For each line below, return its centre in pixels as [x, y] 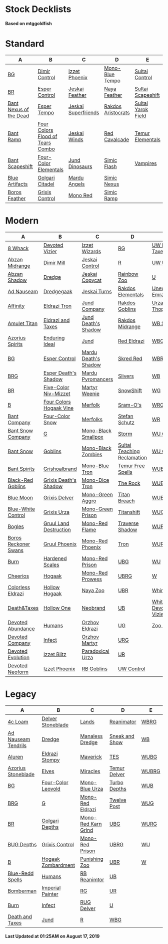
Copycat [91, 280]
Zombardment [58, 865]
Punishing [91, 859]
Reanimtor [92, 879]
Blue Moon [20, 497]
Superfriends [84, 112]
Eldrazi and [56, 320]
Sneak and [122, 736]
